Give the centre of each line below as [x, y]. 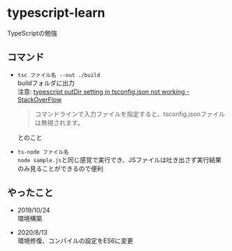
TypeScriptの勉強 [32, 33]
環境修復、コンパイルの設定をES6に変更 [75, 241]
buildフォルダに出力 [46, 83]
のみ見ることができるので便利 [60, 168]
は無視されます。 [59, 122]
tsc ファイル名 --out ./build [59, 75]
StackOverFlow [39, 99]
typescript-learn [56, 13]
